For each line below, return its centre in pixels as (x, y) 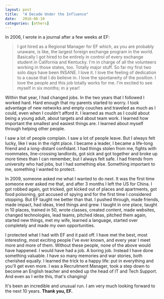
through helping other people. (35, 129)
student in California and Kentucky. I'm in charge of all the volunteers (87, 62)
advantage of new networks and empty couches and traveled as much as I (80, 108)
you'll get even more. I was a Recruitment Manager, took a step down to (78, 266)
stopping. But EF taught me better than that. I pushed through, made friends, (82, 200)
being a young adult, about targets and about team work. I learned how (77, 118)
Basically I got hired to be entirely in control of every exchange (80, 57)
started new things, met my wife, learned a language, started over (71, 220)
